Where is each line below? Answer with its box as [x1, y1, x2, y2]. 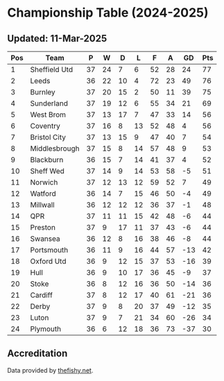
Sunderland [30, 99, 68, 108]
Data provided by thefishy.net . [7, 366, 94, 374]
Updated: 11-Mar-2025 [7, 33, 107, 44]
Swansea [30, 234, 60, 244]
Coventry [30, 121, 60, 130]
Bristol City [30, 133, 66, 142]
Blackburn [30, 155, 64, 164]
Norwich [30, 178, 58, 187]
